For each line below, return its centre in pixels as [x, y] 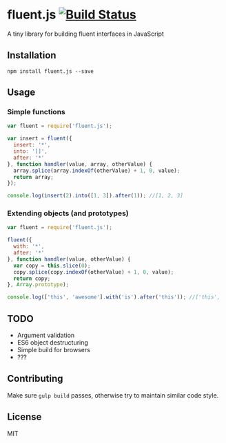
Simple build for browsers [54, 350]
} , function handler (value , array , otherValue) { [80, 164]
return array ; [33, 177]
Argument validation [46, 335]
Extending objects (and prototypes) [68, 213]
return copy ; [32, 279]
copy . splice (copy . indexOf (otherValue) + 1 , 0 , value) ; [94, 272]
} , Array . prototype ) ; [38, 285]
